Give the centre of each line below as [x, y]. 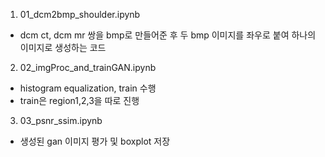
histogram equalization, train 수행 [88, 88]
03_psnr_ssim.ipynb [61, 120]
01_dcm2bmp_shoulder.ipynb [80, 14]
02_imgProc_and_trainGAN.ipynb [88, 67]
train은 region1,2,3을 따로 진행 [79, 100]
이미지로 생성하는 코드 [63, 47]
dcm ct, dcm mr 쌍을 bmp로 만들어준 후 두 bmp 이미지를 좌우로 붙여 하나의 [168, 35]
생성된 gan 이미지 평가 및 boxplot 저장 [95, 141]
